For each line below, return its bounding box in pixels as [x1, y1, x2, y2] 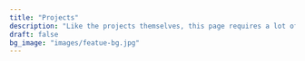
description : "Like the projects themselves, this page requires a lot [9, 22, 286, 30]
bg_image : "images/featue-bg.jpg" [9, 38, 141, 48]
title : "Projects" [9, 13, 79, 22]
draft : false [9, 30, 59, 39]
